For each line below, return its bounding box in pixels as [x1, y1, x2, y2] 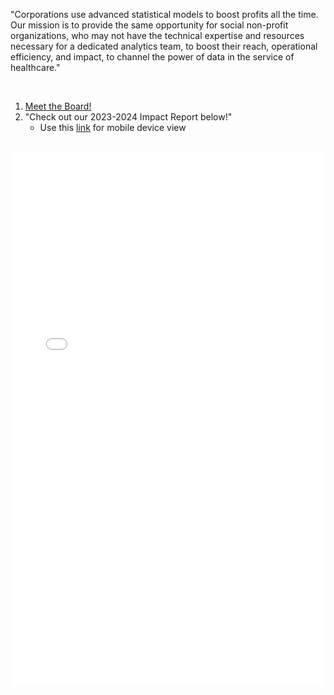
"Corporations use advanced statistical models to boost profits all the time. [10, 9, 319, 20]
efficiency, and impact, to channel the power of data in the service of [10, 51, 295, 63]
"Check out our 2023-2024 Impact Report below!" [24, 111, 233, 123]
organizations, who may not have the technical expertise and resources [10, 30, 305, 41]
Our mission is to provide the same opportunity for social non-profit [10, 19, 289, 31]
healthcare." [10, 62, 61, 73]
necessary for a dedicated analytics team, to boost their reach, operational [10, 40, 318, 52]
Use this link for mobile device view [39, 122, 187, 133]
